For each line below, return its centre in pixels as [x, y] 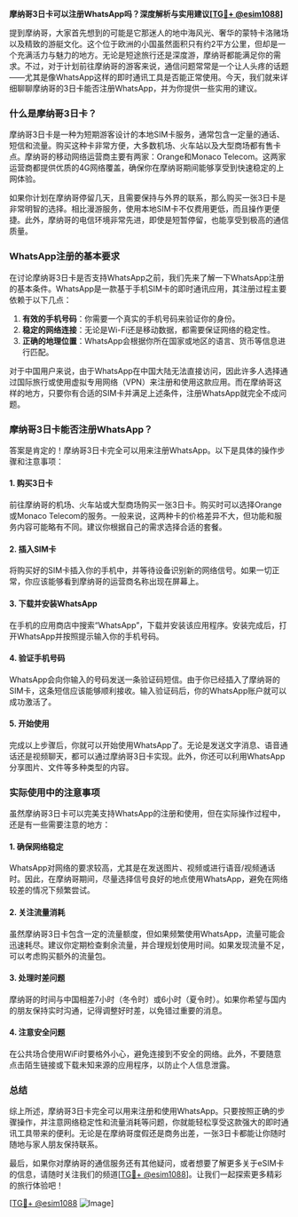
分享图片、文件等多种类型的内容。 [71, 767]
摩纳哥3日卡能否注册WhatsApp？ [81, 429]
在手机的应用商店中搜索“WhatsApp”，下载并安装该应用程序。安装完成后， [144, 624]
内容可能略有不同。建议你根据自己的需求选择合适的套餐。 [122, 527]
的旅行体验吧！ [36, 1186]
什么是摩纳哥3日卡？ [53, 113]
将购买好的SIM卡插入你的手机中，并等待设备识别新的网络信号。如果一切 [141, 570]
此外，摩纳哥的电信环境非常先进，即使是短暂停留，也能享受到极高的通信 [157, 220]
